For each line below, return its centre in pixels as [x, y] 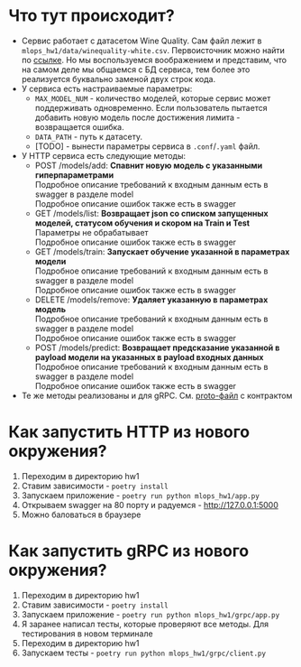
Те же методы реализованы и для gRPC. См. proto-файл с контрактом [157, 395]
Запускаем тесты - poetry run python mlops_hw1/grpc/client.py [144, 653]
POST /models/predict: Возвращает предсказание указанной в [157, 347]
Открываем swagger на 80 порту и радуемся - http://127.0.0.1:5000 [150, 505]
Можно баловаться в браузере [81, 514]
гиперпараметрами [74, 175]
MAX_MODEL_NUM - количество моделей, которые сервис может [153, 98]
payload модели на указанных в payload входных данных [149, 357]
